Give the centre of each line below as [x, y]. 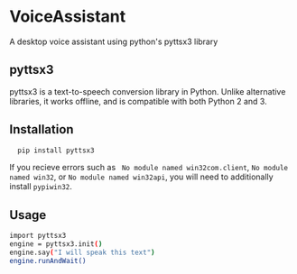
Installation [42, 129]
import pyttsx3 [38, 236]
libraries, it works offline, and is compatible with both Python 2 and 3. [139, 101]
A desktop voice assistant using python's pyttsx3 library [114, 41]
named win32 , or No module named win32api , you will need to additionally [141, 177]
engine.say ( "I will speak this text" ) [82, 252]
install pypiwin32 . [41, 187]
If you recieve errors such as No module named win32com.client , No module [149, 168]
